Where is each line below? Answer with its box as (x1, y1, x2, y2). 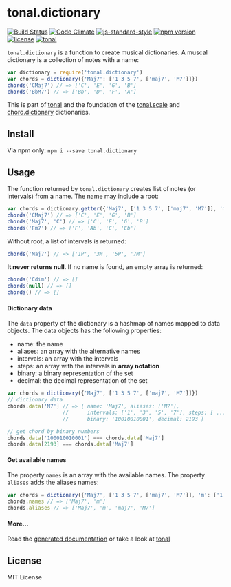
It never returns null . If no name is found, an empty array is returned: (7, 263, 203, 271)
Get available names (7, 455, 67, 464)
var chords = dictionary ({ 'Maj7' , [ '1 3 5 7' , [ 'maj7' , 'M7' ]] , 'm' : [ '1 (7, 492, 223, 499)
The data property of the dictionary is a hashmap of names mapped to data (7, 319, 221, 328)
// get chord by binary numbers (7, 428, 100, 435)
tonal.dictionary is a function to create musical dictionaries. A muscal (7, 48, 208, 57)
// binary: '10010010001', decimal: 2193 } (62, 415, 205, 422)
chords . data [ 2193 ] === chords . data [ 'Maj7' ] (7, 441, 134, 448)
